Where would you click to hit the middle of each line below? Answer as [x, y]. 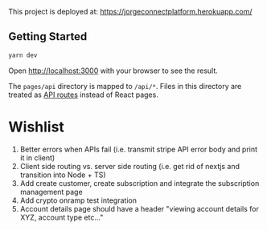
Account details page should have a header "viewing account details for [140, 208]
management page [51, 192]
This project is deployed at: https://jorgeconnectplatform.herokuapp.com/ [130, 12]
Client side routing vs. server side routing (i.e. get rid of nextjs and [129, 166]
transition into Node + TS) [63, 175]
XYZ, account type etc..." [62, 217]
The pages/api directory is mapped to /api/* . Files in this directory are [125, 86]
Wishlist [36, 127]
